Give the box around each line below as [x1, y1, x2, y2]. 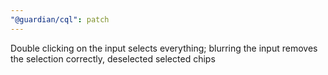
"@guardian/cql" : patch [10, 14, 110, 25]
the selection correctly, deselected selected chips [10, 52, 216, 65]
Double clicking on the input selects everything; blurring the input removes [10, 42, 318, 54]
